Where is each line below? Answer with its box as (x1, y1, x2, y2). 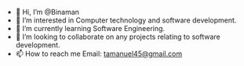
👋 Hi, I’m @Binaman (15, 8, 80, 16)
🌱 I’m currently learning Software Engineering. (15, 24, 166, 33)
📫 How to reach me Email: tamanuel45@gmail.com (15, 49, 183, 58)
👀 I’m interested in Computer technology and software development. (15, 16, 237, 25)
